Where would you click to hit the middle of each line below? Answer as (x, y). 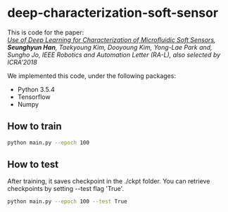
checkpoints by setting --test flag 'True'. (66, 189)
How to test (33, 165)
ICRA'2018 (22, 62)
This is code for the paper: (46, 32)
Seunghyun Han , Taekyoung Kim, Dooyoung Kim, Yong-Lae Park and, (110, 47)
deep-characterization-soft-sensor (113, 13)
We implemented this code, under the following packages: (91, 76)
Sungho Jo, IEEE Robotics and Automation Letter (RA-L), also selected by (114, 55)
